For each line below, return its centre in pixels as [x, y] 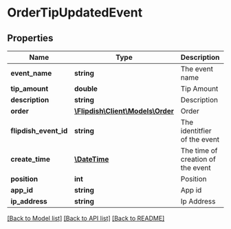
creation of [198, 159]
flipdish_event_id [39, 131]
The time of [199, 151]
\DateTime [92, 159]
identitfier [196, 131]
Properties [30, 38]
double [86, 89]
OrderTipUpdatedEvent [75, 13]
